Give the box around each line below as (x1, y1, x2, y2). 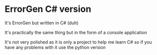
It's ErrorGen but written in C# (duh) (4, 20, 79, 26)
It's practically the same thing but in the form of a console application (4, 29, 148, 35)
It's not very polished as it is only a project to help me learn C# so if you (4, 39, 153, 45)
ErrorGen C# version (4, 3, 92, 15)
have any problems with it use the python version (4, 44, 106, 50)
